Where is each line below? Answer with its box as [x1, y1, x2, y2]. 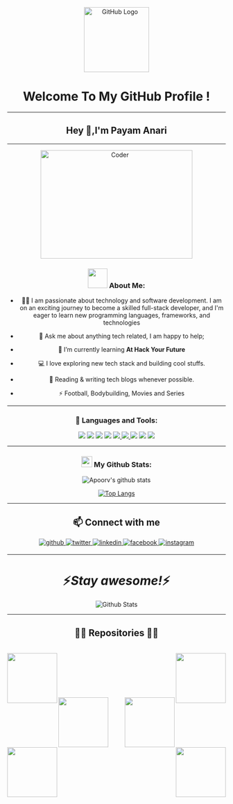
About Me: [108, 280, 146, 290]
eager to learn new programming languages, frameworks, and [33, 311, 210, 320]
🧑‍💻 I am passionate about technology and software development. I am [21, 296, 222, 305]
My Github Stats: [93, 460, 153, 470]
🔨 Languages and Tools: [75, 416, 158, 425]
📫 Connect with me [72, 517, 161, 529]
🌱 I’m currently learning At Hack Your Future [58, 345, 186, 354]
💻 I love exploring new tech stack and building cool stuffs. [37, 359, 206, 368]
